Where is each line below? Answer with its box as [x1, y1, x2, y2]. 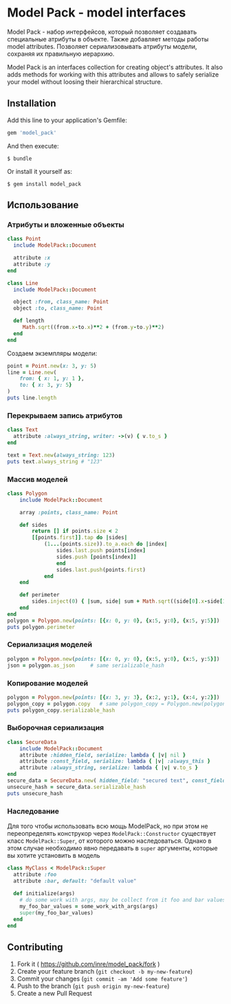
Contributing [7, 941, 63, 953]
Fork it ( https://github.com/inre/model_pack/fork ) [16, 960, 160, 968]
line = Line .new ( [7, 369, 57, 376]
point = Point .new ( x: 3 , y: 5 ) [7, 362, 97, 370]
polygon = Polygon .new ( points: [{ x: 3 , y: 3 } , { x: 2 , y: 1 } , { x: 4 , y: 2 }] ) [7, 694, 220, 701]
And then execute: [7, 141, 59, 150]
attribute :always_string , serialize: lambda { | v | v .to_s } [19, 764, 198, 772]
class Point [7, 236, 41, 243]
